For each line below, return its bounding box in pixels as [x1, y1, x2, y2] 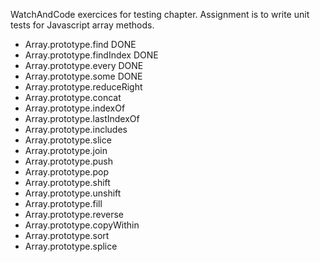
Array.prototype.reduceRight [24, 81, 143, 93]
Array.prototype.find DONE [24, 39, 137, 50]
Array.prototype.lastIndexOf [24, 113, 140, 124]
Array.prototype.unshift [24, 187, 122, 199]
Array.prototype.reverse [24, 209, 124, 220]
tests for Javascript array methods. [10, 19, 155, 31]
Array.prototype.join [24, 145, 108, 156]
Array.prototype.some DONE [24, 70, 143, 82]
